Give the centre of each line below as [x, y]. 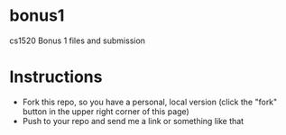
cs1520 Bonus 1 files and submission [78, 40]
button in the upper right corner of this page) [106, 111]
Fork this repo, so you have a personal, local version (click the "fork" [150, 102]
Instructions [56, 77]
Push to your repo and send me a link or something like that [133, 121]
